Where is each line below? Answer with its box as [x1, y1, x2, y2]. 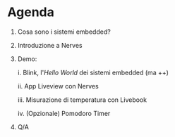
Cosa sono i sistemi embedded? [17, 27, 111, 36]
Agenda [7, 4, 54, 20]
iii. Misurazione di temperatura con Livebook [17, 96, 147, 104]
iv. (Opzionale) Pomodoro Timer [17, 109, 111, 117]
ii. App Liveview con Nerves [17, 81, 99, 90]
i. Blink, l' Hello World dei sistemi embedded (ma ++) [17, 68, 169, 77]
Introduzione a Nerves [17, 41, 83, 49]
